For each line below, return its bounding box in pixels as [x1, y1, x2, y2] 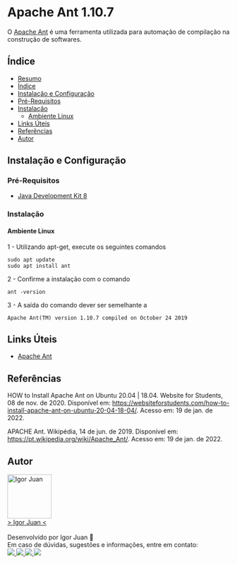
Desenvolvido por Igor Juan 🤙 [7, 533, 94, 541]
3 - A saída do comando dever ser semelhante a [7, 300, 147, 309]
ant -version [7, 288, 46, 295]
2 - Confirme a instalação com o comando [7, 274, 130, 283]
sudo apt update [7, 256, 55, 263]
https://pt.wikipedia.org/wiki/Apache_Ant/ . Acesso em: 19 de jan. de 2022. [7, 435, 223, 443]
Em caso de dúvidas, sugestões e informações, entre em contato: [7, 541, 199, 548]
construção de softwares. [7, 35, 83, 43]
